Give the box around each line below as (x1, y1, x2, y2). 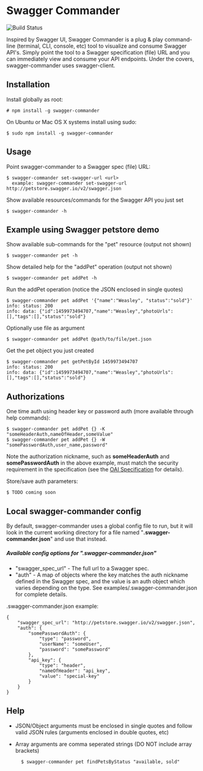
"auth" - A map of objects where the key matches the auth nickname (15, 571, 188, 578)
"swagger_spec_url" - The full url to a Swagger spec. (15, 564, 149, 572)
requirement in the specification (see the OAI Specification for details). (6, 466, 184, 473)
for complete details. (15, 591, 67, 598)
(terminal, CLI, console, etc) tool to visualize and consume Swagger (17, 42, 187, 50)
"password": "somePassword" (39, 646, 111, 652)
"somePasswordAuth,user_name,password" (6, 442, 108, 448)
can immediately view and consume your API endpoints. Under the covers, (6, 55, 194, 62)
